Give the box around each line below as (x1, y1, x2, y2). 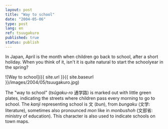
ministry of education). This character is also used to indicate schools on (5, 113, 155, 119)
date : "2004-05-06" (5, 16, 46, 21)
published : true (5, 35, 39, 40)
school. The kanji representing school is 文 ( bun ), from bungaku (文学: (5, 101, 150, 107)
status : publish (5, 40, 39, 45)
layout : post (5, 7, 33, 12)
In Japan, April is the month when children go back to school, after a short (5, 53, 158, 59)
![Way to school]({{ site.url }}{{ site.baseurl (5, 73, 94, 80)
